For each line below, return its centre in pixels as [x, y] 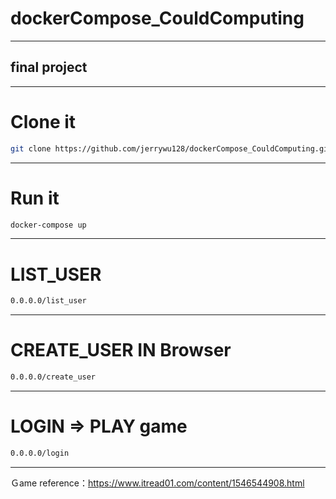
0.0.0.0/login [40, 453]
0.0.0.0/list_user [48, 301]
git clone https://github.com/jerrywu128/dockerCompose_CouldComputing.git [171, 148]
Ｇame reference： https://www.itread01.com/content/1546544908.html [157, 483]
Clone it [43, 121]
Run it [35, 198]
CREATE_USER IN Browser [121, 350]
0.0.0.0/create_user [53, 377]
